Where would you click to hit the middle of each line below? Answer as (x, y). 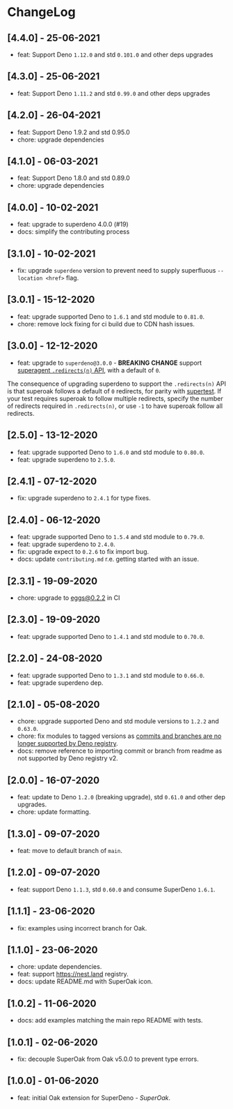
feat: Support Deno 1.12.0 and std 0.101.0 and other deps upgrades (115, 54)
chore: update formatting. (54, 812)
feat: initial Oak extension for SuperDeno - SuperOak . (94, 1097)
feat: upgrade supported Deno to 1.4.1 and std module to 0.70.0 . (111, 636)
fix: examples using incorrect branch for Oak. (82, 928)
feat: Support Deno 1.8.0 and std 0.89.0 (73, 178)
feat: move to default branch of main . (70, 851)
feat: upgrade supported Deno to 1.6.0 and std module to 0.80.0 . (111, 452)
